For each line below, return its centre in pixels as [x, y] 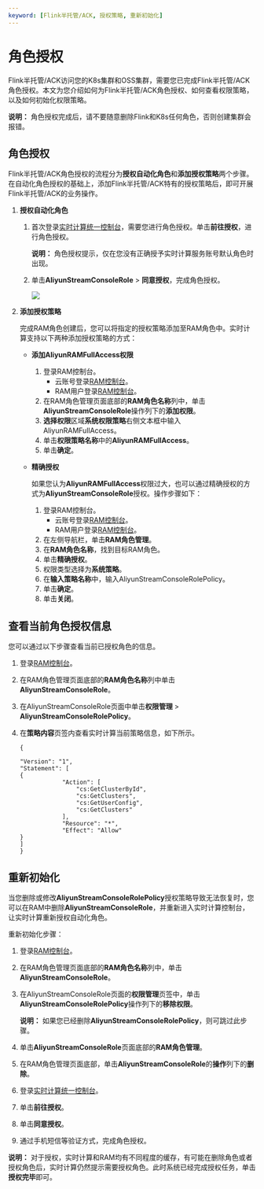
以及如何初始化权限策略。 [49, 100]
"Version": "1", [46, 762]
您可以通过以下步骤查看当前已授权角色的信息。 [84, 647]
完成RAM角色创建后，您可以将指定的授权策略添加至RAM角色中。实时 [131, 328]
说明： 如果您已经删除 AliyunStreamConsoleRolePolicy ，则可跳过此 [130, 1021]
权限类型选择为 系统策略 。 [84, 569]
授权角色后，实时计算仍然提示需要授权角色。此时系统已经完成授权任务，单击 [132, 1167]
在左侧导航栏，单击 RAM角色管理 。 [99, 540]
